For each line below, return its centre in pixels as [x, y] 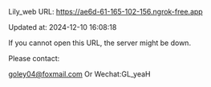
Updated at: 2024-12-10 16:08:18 [63, 27]
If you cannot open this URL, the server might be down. [99, 43]
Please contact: [34, 58]
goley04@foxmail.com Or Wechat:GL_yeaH [79, 74]
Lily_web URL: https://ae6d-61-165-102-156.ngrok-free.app [105, 12]
